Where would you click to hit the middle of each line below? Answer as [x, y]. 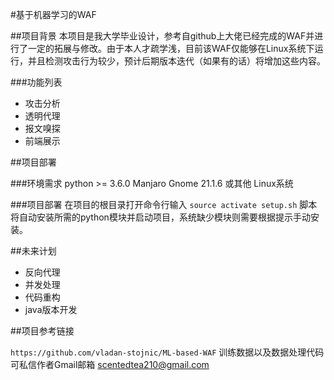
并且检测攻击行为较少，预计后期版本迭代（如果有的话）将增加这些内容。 [176, 61]
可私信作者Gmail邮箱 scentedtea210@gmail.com [110, 364]
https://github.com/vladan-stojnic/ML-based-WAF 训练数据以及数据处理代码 [167, 352]
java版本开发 [51, 309]
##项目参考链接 [42, 331]
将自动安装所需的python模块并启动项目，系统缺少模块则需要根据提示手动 [160, 217]
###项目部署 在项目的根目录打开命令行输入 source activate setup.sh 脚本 [164, 204]
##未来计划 [33, 251]
